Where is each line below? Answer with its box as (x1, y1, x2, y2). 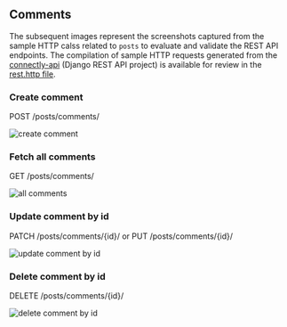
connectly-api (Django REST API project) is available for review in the (9, 59, 262, 69)
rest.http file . (9, 69, 56, 79)
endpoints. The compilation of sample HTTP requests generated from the (9, 49, 278, 61)
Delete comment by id (9, 270, 106, 282)
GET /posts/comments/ (9, 171, 95, 182)
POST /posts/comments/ (9, 111, 100, 122)
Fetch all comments (9, 151, 96, 163)
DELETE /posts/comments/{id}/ (9, 290, 124, 301)
